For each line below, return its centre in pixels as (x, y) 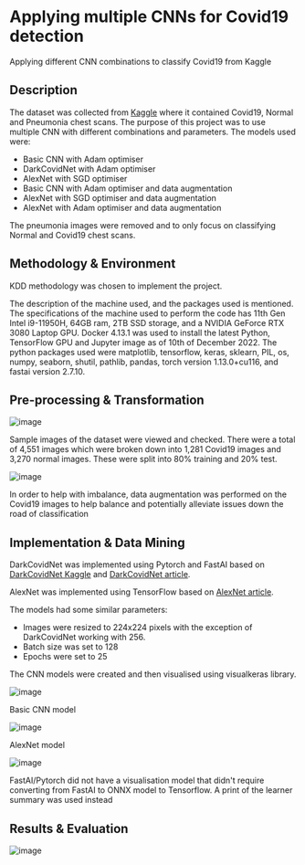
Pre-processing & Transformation (107, 400)
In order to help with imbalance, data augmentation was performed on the (148, 494)
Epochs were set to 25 (65, 657)
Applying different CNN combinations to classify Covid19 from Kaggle (141, 61)
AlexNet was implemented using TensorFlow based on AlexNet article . (142, 592)
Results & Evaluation (69, 828)
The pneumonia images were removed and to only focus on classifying (143, 225)
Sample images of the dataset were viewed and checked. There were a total (152, 439)
